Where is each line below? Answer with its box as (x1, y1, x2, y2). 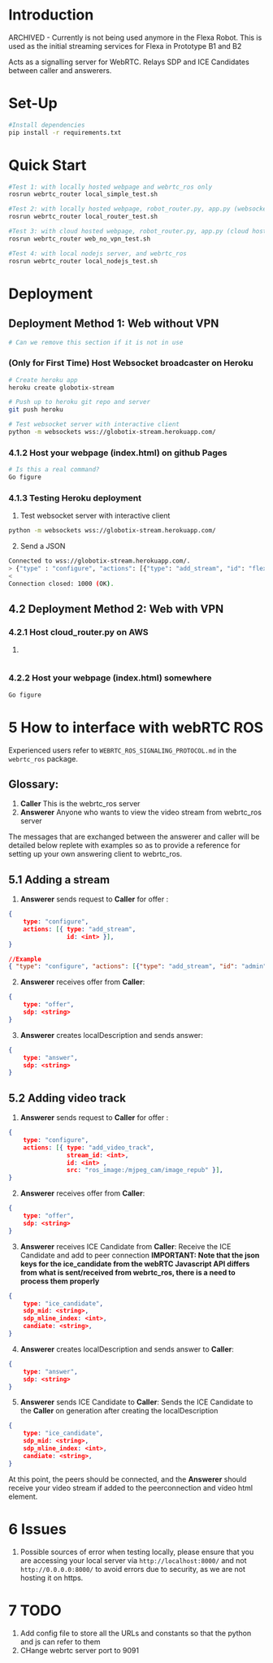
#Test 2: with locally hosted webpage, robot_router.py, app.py (8, 205, 231, 213)
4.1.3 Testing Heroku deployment (8, 492, 142, 503)
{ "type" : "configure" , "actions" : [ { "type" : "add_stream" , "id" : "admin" (8, 962, 267, 970)
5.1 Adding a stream (8, 872, 110, 887)
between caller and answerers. (8, 65, 112, 75)
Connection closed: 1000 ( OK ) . (8, 580, 115, 588)
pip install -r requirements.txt (8, 128, 122, 137)
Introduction (8, 6, 94, 24)
